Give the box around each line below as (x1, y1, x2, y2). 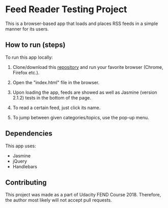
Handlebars (12, 163, 37, 169)
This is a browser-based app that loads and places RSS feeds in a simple (5, 20, 158, 27)
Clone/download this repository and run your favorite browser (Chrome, (12, 64, 163, 70)
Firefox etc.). (12, 69, 40, 75)
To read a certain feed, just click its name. (12, 105, 101, 111)
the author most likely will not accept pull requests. (5, 197, 112, 203)
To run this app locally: (5, 54, 53, 60)
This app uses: (5, 143, 37, 149)
